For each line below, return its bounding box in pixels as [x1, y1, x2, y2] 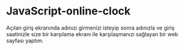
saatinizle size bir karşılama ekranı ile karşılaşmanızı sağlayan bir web [6, 30, 179, 37]
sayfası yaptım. [6, 37, 44, 44]
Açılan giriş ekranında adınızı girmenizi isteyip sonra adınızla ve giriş [6, 24, 175, 31]
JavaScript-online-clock [6, 4, 131, 18]
